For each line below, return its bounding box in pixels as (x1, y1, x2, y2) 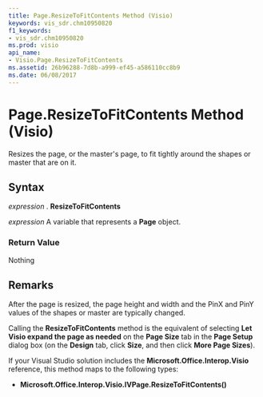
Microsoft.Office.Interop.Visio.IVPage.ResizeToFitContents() (19, 380, 227, 390)
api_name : (8, 49, 42, 57)
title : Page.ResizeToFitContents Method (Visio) (8, 11, 173, 20)
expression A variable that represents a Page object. (8, 217, 181, 227)
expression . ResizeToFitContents (8, 201, 122, 212)
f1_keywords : (8, 26, 52, 34)
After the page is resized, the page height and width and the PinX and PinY (8, 300, 254, 309)
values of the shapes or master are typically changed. (8, 308, 185, 318)
